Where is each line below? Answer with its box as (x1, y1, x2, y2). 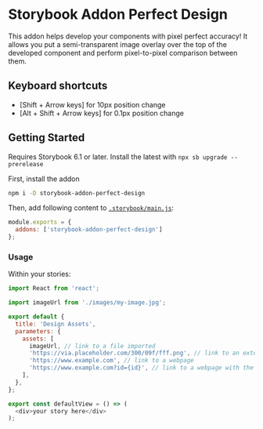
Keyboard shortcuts (8, 79, 108, 93)
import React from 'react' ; (8, 285, 100, 293)
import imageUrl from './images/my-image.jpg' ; (8, 299, 167, 307)
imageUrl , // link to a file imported (28, 342, 156, 350)
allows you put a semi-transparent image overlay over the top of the (8, 39, 227, 49)
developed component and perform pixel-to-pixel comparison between (8, 48, 238, 57)
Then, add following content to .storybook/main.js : (8, 203, 175, 213)
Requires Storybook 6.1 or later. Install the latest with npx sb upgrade (8, 151, 228, 162)
